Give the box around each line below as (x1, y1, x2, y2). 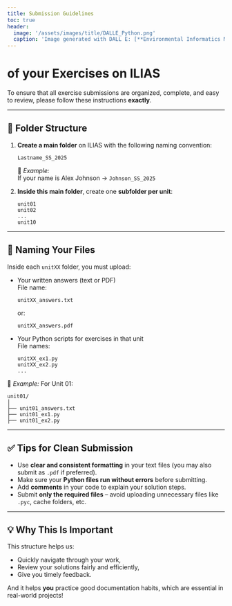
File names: (17, 341, 50, 350)
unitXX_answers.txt (17, 296, 74, 303)
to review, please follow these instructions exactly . (7, 96, 152, 105)
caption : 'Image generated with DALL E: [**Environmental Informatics (13, 36, 221, 43)
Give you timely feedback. (17, 571, 92, 579)
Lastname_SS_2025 (17, 154, 68, 161)
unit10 (17, 219, 37, 226)
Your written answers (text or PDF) (17, 276, 116, 284)
